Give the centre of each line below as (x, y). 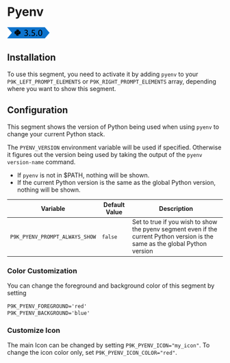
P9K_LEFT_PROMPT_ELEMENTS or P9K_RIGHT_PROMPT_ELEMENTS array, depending (112, 81)
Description (176, 208)
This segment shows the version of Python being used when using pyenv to (113, 127)
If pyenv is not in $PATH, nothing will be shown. (83, 175)
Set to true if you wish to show (175, 222)
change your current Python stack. (56, 134)
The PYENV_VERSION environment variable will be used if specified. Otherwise (114, 147)
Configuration (38, 110)
